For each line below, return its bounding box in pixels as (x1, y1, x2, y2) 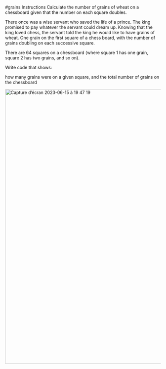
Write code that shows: (5, 64, 52, 70)
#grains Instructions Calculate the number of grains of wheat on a (5, 4, 139, 10)
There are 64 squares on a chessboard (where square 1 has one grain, (5, 49, 148, 55)
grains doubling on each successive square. (5, 40, 95, 46)
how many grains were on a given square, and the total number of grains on (5, 74, 160, 80)
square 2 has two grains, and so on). (5, 55, 80, 61)
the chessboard (5, 79, 37, 85)
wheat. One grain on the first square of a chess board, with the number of (5, 35, 156, 41)
